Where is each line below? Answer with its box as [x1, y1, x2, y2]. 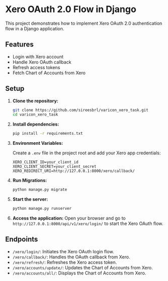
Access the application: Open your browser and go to [12, 215, 126, 221]
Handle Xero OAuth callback [12, 59, 72, 65]
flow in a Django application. [5, 25, 65, 31]
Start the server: [12, 196, 48, 202]
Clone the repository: [12, 97, 59, 104]
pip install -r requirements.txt [12, 131, 83, 136]
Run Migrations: [12, 178, 47, 184]
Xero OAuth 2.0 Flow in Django [5, 4, 137, 15]
